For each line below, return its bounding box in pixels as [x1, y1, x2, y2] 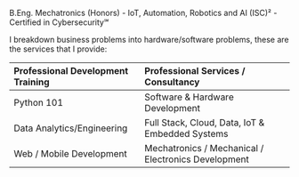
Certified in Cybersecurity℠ [9, 17, 109, 28]
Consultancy [144, 76, 200, 88]
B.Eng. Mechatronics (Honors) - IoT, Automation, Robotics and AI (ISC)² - [9, 8, 278, 18]
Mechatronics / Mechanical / [144, 142, 264, 154]
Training [13, 76, 51, 88]
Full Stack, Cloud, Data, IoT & [144, 117, 265, 128]
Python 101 [13, 97, 64, 109]
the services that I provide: [9, 44, 108, 54]
